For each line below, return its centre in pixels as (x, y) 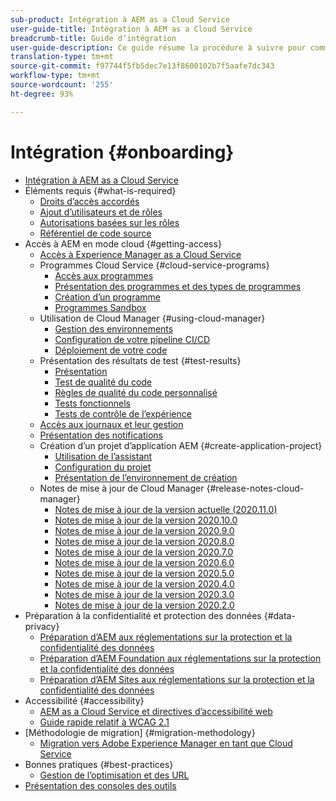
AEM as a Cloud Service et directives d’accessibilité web (156, 711)
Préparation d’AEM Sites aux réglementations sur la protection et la (177, 679)
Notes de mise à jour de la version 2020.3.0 (144, 594)
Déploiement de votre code (111, 350)
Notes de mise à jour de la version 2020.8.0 (144, 541)
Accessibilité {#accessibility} (84, 700)
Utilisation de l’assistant (103, 456)
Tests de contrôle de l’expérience (123, 413)
